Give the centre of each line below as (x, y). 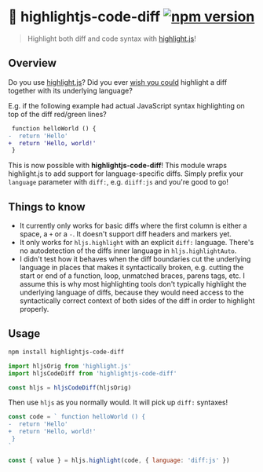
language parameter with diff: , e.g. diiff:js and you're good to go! (119, 182)
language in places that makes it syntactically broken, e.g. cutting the (131, 268)
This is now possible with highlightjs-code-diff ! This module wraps (118, 166)
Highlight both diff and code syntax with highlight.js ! (111, 38)
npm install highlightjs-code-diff (66, 352)
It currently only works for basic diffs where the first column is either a (133, 226)
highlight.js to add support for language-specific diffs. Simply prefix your (126, 174)
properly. (34, 309)
